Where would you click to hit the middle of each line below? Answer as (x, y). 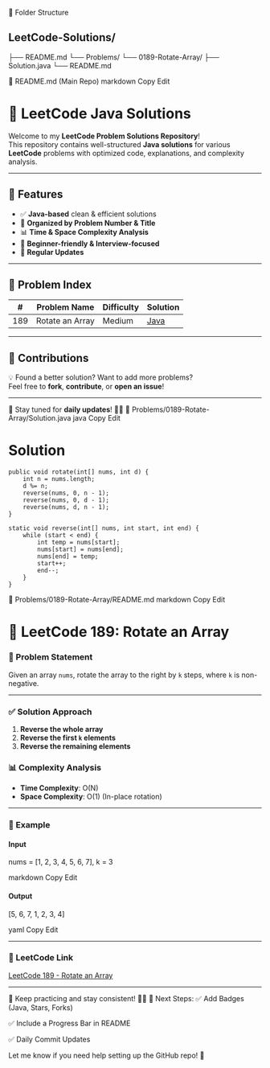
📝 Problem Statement (51, 657)
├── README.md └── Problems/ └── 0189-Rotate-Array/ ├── (114, 57)
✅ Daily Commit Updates (49, 1039)
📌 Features (36, 194)
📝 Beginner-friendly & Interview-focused (90, 243)
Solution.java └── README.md (60, 65)
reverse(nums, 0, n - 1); (66, 493)
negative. (24, 683)
